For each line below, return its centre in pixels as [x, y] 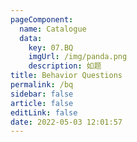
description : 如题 [65, 66]
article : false [42, 103]
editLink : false [44, 112]
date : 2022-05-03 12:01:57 [66, 122]
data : [31, 38]
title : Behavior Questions [66, 76]
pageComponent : [42, 19]
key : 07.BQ [51, 47]
